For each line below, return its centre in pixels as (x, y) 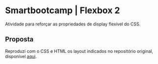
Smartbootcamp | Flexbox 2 (63, 11)
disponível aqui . (21, 56)
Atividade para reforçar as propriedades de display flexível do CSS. (73, 24)
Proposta (19, 39)
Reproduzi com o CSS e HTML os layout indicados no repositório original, (79, 51)
